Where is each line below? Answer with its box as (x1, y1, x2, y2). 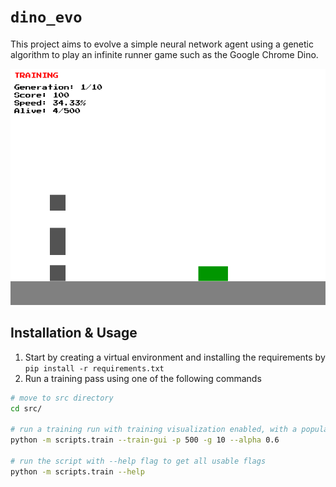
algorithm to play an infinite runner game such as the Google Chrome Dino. (10, 48, 319, 60)
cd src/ (10, 403, 43, 414)
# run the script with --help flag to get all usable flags (10, 456, 267, 466)
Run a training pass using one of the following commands (24, 372, 262, 384)
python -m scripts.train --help (10, 466, 145, 477)
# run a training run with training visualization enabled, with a (10, 425, 298, 435)
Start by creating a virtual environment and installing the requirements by (24, 351, 326, 363)
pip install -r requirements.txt (24, 363, 165, 374)
